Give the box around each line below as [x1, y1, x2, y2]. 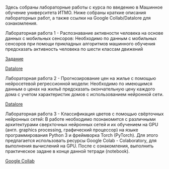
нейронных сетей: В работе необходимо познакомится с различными [5, 116, 156, 122]
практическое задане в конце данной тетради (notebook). [5, 148, 130, 154]
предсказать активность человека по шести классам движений [5, 46, 143, 52]
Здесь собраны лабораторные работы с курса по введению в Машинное [5, 5, 163, 10]
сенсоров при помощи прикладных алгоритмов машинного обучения [5, 41, 156, 47]
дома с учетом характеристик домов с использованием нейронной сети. [5, 92, 164, 97]
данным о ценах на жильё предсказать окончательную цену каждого [5, 86, 155, 92]
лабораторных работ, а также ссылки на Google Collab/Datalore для [5, 15, 151, 21]
